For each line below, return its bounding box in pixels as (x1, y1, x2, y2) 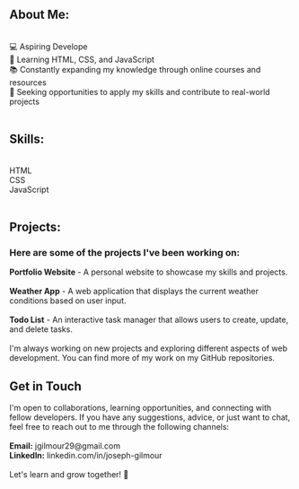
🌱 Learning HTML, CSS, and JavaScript (9, 54, 155, 65)
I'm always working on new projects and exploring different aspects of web (9, 343, 287, 354)
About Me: (9, 7, 70, 22)
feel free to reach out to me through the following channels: (9, 422, 230, 432)
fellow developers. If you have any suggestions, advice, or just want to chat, (9, 412, 291, 423)
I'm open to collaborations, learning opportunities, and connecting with (9, 403, 272, 414)
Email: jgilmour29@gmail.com (9, 441, 121, 451)
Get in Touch (9, 379, 83, 394)
